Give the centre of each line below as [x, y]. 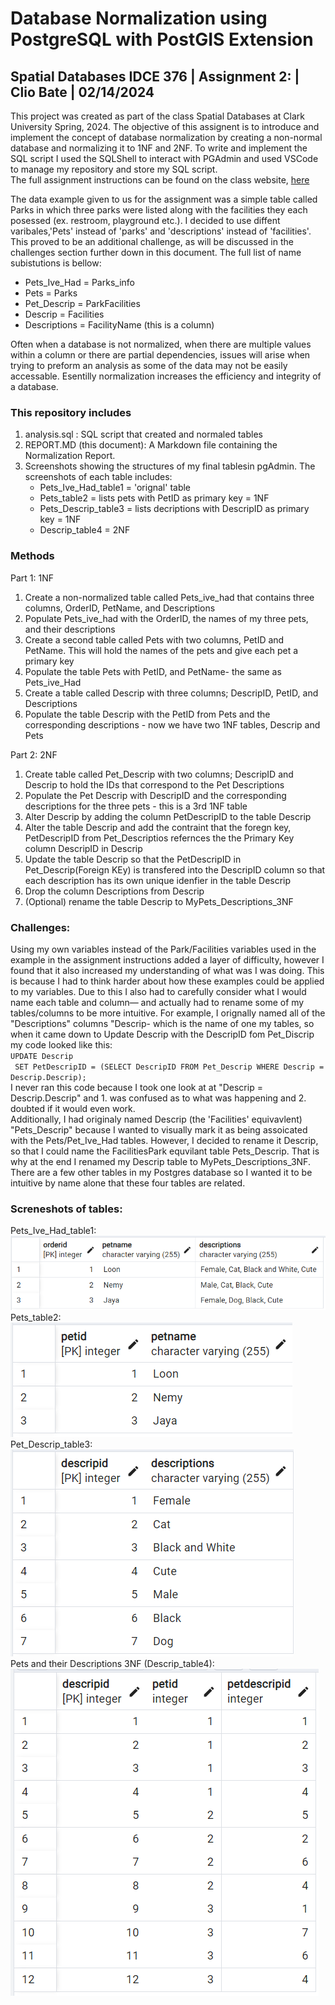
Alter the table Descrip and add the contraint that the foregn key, [158, 827]
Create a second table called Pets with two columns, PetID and [154, 639]
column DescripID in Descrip [83, 848]
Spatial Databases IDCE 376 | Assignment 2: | [155, 76]
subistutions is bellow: [56, 263]
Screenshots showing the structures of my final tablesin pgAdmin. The [170, 466]
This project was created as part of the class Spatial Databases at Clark [157, 116]
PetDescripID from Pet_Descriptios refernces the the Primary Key [159, 838]
